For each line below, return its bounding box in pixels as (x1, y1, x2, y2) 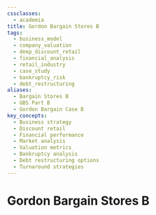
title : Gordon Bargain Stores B (7, 23, 99, 30)
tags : (7, 29, 23, 36)
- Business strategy (13, 118, 72, 126)
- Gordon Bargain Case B (13, 106, 84, 113)
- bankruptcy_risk (13, 73, 66, 81)
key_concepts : (7, 112, 48, 119)
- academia (13, 16, 44, 23)
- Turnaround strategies (13, 163, 84, 170)
